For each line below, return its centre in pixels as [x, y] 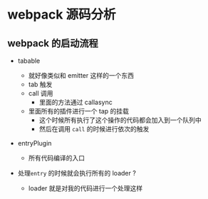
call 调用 [41, 93]
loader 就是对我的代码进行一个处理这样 [85, 188]
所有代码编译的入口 [57, 158]
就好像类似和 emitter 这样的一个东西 [81, 75]
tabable [29, 61]
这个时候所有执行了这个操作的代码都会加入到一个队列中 [120, 120]
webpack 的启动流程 [53, 43]
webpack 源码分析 [62, 15]
